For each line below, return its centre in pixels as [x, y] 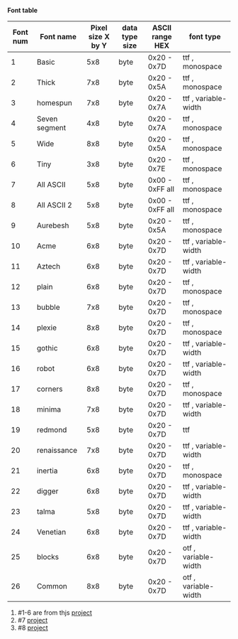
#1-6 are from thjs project [55, 613]
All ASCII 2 [54, 205]
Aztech [49, 266]
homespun [54, 103]
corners [50, 389]
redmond [52, 430]
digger [47, 491]
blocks [48, 557]
